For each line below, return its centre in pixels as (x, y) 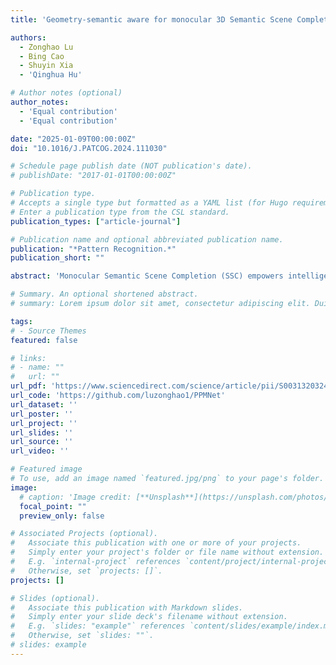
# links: (28, 358)
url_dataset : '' (44, 404)
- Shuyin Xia (46, 66)
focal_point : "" (53, 506)
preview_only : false (62, 516)
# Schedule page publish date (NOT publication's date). (131, 166)
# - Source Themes (48, 331)
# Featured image (46, 469)
